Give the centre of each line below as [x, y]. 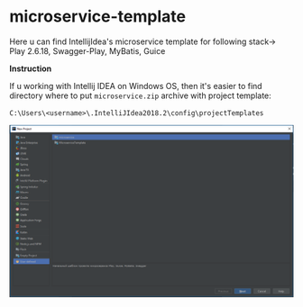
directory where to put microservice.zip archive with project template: [141, 95]
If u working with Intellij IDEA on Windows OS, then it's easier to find [136, 86]
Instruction [31, 68]
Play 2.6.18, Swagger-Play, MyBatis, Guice [87, 50]
